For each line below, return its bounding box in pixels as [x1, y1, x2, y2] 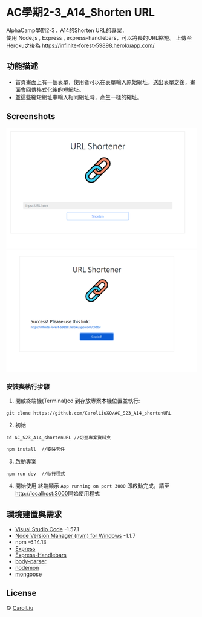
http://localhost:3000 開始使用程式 [15, 490, 100, 497]
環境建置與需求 [6, 509, 62, 520]
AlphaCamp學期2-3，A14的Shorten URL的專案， [6, 27, 128, 34]
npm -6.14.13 [15, 538, 47, 546]
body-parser [15, 557, 47, 565]
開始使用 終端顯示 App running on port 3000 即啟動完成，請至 [15, 482, 170, 489]
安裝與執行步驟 [6, 382, 50, 390]
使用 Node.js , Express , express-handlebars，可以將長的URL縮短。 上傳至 [6, 34, 192, 41]
